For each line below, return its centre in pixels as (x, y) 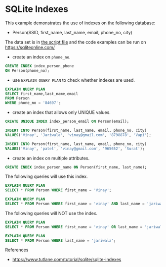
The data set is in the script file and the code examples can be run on (76, 42)
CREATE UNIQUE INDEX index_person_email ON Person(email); (67, 122)
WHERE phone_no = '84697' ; (33, 103)
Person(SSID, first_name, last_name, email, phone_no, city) (72, 32)
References (17, 250)
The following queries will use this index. (46, 176)
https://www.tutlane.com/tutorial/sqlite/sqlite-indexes (67, 260)
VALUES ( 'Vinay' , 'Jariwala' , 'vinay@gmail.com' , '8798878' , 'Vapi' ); (78, 135)
